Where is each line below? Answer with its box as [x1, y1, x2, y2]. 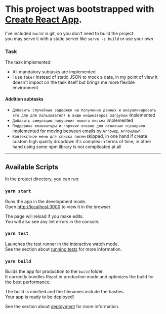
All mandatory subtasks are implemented [12, 69, 96, 75]
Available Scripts [5, 162, 58, 171]
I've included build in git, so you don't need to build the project [5, 30, 134, 36]
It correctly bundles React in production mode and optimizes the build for [5, 274, 154, 280]
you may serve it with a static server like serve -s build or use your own [5, 36, 153, 42]
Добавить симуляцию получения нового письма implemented [12, 117, 133, 123]
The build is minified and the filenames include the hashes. [5, 289, 125, 295]
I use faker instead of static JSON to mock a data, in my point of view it [12, 74, 158, 80]
